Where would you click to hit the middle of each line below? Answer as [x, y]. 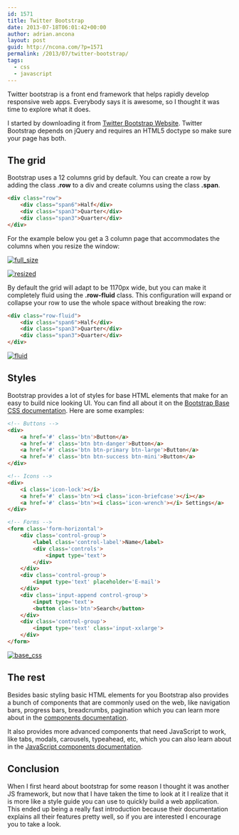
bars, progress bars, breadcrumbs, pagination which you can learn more [114, 710]
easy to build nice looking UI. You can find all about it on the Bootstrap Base [118, 403]
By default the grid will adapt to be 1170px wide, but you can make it [107, 287]
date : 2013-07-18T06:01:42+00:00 [57, 27]
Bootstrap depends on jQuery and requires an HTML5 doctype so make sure [119, 130]
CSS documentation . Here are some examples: [76, 410]
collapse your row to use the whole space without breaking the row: [107, 302]
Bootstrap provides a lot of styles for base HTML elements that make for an [118, 395]
